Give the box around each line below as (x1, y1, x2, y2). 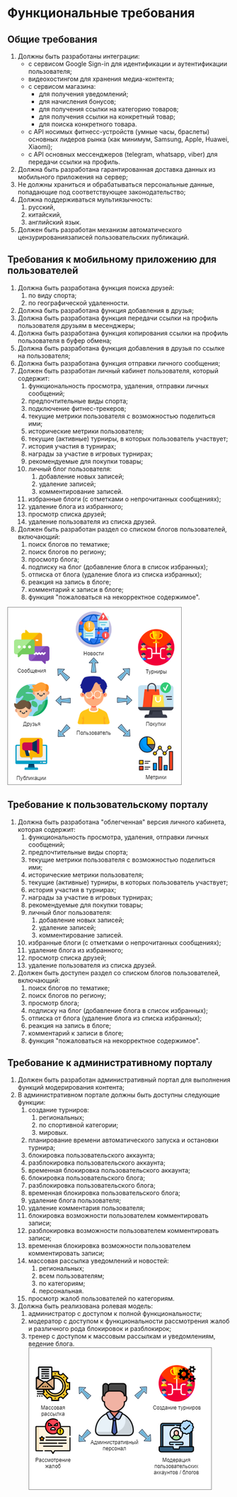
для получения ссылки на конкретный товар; (38, 112, 175, 121)
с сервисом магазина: (28, 82, 96, 90)
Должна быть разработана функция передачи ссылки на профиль (17, 314, 218, 322)
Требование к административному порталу (7, 1057, 213, 1069)
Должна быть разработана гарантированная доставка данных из (17, 165, 216, 173)
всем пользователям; (38, 1272, 105, 1281)
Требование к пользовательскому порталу (7, 799, 209, 811)
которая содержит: (17, 825, 76, 833)
